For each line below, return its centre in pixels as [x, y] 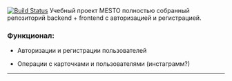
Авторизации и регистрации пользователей [82, 51]
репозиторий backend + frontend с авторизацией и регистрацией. [104, 18]
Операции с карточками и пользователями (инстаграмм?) [104, 64]
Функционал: [31, 36]
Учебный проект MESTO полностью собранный [119, 11]
